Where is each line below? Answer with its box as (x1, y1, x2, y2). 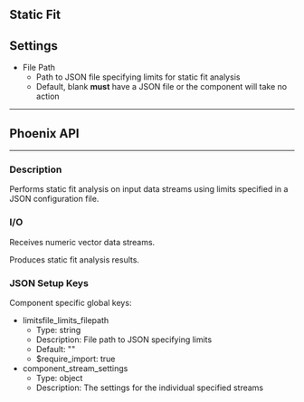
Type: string (35, 324, 81, 335)
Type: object (35, 372, 83, 383)
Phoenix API (9, 126, 80, 141)
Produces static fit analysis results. (9, 254, 140, 265)
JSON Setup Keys (9, 276, 89, 289)
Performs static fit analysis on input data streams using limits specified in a (9, 184, 289, 195)
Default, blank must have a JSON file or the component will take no (35, 81, 288, 92)
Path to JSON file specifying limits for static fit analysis (35, 72, 241, 82)
